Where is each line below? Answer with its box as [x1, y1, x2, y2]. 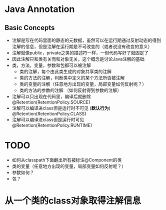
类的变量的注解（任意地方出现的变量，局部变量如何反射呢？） [19, 81, 147, 87]
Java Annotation [4, 3, 75, 15]
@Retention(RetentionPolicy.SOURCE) [11, 99, 90, 105]
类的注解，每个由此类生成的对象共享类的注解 [19, 68, 112, 74]
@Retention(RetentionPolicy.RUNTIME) [11, 122, 92, 128]
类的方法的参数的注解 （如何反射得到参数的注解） [19, 87, 122, 93]
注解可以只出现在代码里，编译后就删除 [11, 93, 91, 99]
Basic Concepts [4, 23, 55, 32]
